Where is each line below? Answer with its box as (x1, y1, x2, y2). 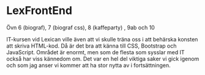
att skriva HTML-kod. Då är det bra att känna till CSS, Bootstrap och (6, 42, 177, 49)
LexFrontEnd (6, 4, 72, 18)
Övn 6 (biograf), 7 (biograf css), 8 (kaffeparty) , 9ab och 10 (6, 24, 155, 31)
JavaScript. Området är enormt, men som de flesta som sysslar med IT (6, 48, 185, 55)
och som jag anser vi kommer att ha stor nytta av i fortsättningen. (6, 62, 171, 69)
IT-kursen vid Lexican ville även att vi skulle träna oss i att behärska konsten (6, 35, 198, 43)
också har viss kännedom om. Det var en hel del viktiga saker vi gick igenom (6, 55, 199, 62)
